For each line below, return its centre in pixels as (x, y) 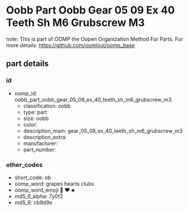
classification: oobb (47, 106)
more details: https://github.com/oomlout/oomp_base (71, 45)
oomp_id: (26, 93)
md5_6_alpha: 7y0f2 (39, 196)
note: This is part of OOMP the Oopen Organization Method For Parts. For (94, 39)
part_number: (39, 149)
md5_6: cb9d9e (33, 202)
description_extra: (45, 137)
